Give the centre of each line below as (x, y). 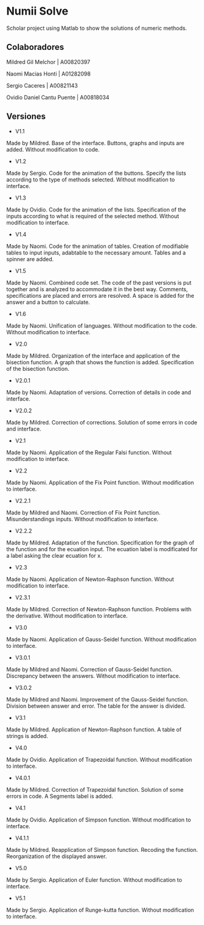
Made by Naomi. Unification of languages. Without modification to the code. (102, 325)
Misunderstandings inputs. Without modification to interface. (83, 519)
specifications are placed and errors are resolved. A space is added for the (100, 295)
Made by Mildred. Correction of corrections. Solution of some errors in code (102, 422)
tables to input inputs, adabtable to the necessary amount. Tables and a (96, 252)
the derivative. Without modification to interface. (67, 616)
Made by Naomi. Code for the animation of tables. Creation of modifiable (97, 246)
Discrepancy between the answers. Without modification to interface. (93, 676)
